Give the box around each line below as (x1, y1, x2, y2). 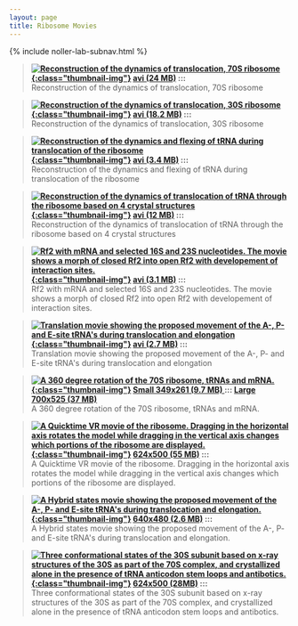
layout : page (9, 12, 58, 22)
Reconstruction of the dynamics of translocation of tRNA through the (30, 219, 284, 230)
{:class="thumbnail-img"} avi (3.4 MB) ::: (30, 154, 189, 165)
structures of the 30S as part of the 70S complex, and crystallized (30, 597, 273, 607)
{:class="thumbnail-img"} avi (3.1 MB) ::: (30, 273, 187, 285)
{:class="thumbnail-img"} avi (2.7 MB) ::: (30, 338, 189, 349)
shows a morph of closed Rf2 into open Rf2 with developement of (30, 293, 273, 304)
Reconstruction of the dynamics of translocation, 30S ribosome (30, 118, 264, 129)
